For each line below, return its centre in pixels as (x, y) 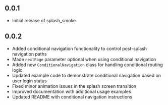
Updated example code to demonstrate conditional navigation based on (87, 75)
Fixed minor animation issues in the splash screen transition (74, 86)
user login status (29, 81)
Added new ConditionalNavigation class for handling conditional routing (88, 65)
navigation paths (29, 54)
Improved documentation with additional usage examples (72, 91)
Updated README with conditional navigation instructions (72, 97)
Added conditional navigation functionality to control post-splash (79, 48)
